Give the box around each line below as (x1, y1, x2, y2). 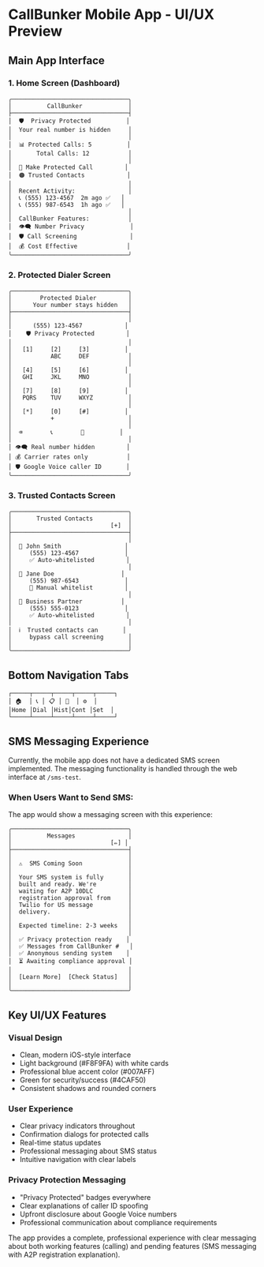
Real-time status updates (19, 1138, 102, 1148)
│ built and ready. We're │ (8, 880, 132, 889)
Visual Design (8, 1032, 63, 1043)
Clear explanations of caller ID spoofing (19, 1201, 148, 1210)
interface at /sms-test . (8, 772, 81, 782)
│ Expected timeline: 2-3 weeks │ (8, 922, 132, 930)
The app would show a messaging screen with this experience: (8, 810, 213, 819)
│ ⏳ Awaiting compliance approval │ (8, 958, 133, 965)
